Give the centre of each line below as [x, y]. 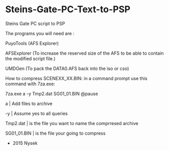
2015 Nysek [25, 143]
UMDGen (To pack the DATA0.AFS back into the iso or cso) [67, 68]
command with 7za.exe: [30, 84]
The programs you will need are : [40, 33]
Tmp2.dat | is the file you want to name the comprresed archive [72, 123]
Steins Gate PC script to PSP [35, 23]
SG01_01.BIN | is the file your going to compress [55, 133]
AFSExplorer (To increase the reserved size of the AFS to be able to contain [84, 53]
